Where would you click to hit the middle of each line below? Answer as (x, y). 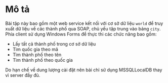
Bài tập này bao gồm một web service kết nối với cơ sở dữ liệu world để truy (84, 23)
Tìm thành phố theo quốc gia (43, 60)
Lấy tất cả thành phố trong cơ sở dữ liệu (54, 44)
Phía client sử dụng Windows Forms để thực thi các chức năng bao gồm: (81, 34)
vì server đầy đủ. (23, 75)
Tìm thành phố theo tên (37, 55)
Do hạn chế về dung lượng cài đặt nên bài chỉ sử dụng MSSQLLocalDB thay (84, 70)
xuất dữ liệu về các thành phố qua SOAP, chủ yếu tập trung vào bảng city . (83, 28)
